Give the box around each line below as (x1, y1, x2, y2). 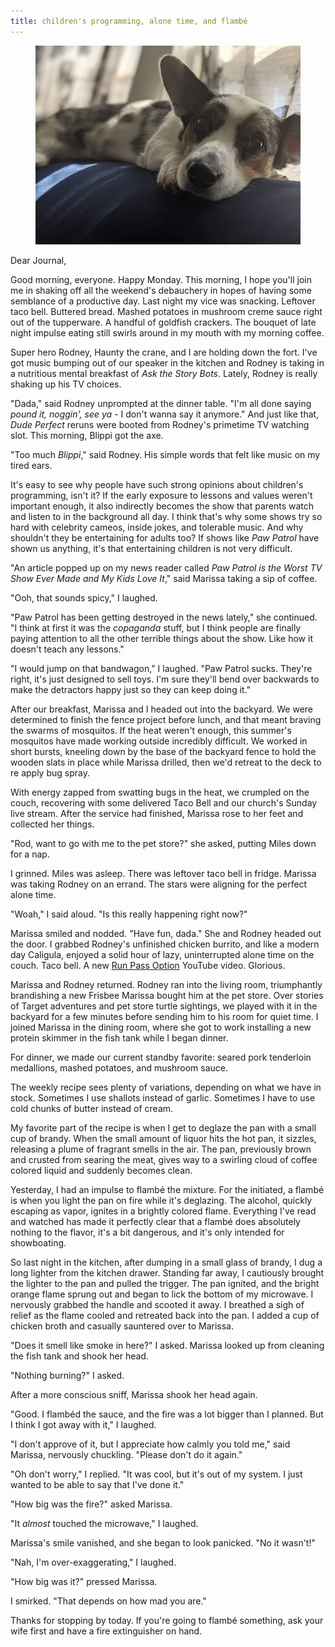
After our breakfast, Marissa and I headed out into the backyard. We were (10, 703, 314, 715)
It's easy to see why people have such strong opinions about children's (10, 478, 304, 490)
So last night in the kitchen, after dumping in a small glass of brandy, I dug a (10, 1256, 323, 1268)
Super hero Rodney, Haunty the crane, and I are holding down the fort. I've (10, 346, 318, 358)
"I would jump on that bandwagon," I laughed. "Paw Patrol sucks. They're (10, 662, 313, 674)
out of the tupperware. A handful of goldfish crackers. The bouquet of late (10, 316, 317, 328)
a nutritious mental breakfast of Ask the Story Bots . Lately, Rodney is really (10, 367, 318, 379)
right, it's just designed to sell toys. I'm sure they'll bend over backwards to (10, 673, 320, 685)
